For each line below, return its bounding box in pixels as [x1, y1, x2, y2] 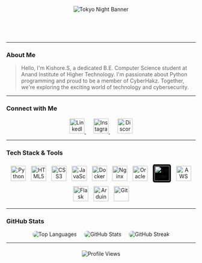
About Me [6, 51, 36, 59]
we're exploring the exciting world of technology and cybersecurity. [20, 84, 189, 91]
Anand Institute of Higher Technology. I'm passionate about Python [20, 71, 188, 78]
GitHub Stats [6, 217, 44, 225]
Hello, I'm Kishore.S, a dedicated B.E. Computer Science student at [20, 64, 188, 72]
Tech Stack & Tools [6, 148, 63, 156]
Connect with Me [6, 104, 58, 113]
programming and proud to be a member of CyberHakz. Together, [20, 77, 185, 84]
